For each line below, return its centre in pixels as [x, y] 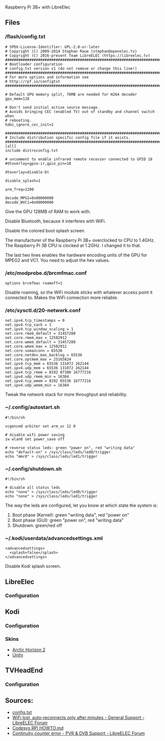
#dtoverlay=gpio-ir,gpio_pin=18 [38, 163]
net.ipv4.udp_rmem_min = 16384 [37, 377]
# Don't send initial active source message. [52, 107]
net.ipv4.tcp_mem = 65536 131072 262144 [47, 364]
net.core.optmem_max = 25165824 [38, 360]
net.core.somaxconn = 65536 [34, 351]
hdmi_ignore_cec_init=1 [29, 125]
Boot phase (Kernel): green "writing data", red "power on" [70, 515]
